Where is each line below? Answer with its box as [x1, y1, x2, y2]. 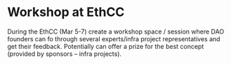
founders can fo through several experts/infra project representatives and [7, 34, 220, 43]
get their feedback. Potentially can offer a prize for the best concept [7, 42, 204, 50]
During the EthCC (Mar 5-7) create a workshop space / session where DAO [7, 27, 225, 36]
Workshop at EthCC [7, 4, 125, 20]
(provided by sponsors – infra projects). [7, 50, 121, 58]
